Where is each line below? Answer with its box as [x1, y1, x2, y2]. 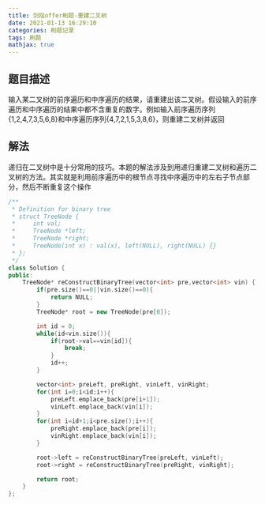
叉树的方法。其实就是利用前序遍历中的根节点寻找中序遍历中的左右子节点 [8, 171, 243, 182]
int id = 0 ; [36, 322, 77, 330]
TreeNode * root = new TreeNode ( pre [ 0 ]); [36, 307, 171, 316]
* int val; [11, 220, 62, 228]
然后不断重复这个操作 [21, 182, 91, 191]
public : [8, 271, 34, 279]
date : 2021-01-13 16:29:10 [8, 19, 97, 27]
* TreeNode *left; [11, 227, 87, 236]
